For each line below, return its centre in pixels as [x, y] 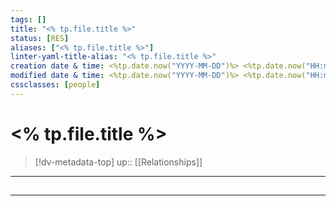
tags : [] [28, 19]
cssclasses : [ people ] [55, 85]
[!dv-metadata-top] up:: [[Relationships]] [118, 162]
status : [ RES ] [40, 38]
